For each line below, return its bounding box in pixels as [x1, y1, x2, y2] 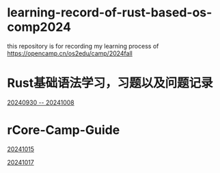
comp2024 [7, 19, 72, 35]
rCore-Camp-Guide [7, 122, 120, 138]
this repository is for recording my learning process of [7, 42, 159, 50]
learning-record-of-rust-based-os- [7, 5, 212, 21]
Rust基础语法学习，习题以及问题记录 [7, 75, 213, 91]
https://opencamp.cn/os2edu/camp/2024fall [7, 49, 133, 57]
